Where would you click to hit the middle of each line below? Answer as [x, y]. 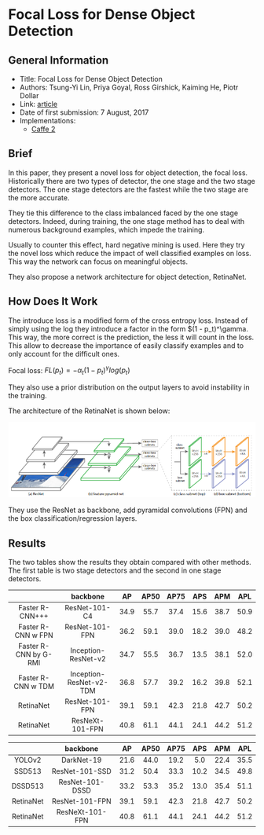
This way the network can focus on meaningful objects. [98, 262]
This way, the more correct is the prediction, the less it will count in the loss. [131, 337]
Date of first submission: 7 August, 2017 [84, 112]
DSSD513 [28, 786]
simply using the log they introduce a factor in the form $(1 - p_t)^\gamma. [128, 328]
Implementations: [48, 121]
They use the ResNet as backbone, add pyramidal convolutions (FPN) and [128, 510]
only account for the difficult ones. [64, 353]
